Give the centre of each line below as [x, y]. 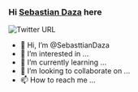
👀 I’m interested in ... [54, 54]
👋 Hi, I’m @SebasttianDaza [65, 45]
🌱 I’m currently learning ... [63, 62]
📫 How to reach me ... [58, 80]
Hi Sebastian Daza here [56, 12]
